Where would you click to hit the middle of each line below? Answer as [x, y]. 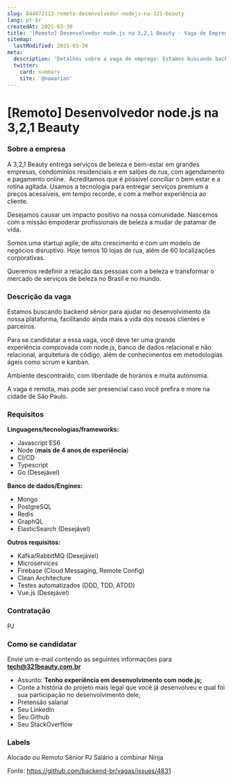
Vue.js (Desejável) [43, 593]
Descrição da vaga [39, 296]
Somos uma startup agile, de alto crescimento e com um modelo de [104, 243]
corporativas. [26, 257]
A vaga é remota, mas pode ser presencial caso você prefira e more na [109, 389]
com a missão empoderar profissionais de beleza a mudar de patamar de [112, 222]
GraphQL [30, 521]
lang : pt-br [24, 20]
